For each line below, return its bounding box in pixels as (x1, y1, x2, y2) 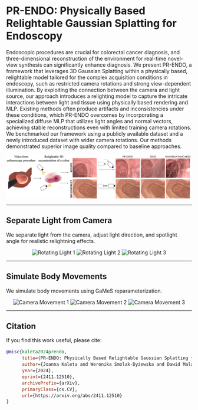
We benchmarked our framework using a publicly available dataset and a (6, 130, 183, 137)
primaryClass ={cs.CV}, (21, 386, 78, 392)
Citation (6, 322, 37, 332)
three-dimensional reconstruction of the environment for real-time (6, 55, 167, 62)
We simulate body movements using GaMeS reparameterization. (6, 287, 163, 294)
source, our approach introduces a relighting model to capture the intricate (6, 93, 187, 100)
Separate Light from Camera (6, 215, 113, 225)
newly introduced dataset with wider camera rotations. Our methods (6, 136, 172, 143)
